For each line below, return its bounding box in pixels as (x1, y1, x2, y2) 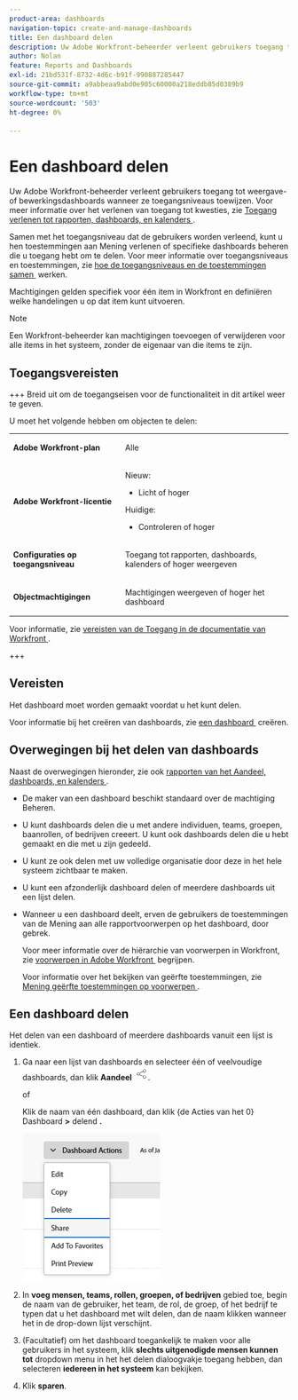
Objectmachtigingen (12, 591, 91, 602)
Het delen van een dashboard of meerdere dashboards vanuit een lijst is (9, 1030, 273, 1040)
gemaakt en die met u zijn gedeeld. (21, 838, 151, 849)
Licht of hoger (137, 487, 190, 497)
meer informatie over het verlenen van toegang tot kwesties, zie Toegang (9, 205, 278, 216)
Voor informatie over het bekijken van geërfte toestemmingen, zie (21, 971, 263, 982)
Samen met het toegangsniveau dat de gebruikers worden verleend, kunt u (9, 232, 284, 242)
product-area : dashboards (9, 14, 105, 23)
